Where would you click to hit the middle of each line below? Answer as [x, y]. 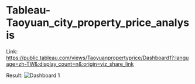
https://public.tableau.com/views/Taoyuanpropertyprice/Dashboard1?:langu [97, 58]
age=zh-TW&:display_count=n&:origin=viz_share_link [70, 64]
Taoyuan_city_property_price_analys [97, 23]
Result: [14, 75]
